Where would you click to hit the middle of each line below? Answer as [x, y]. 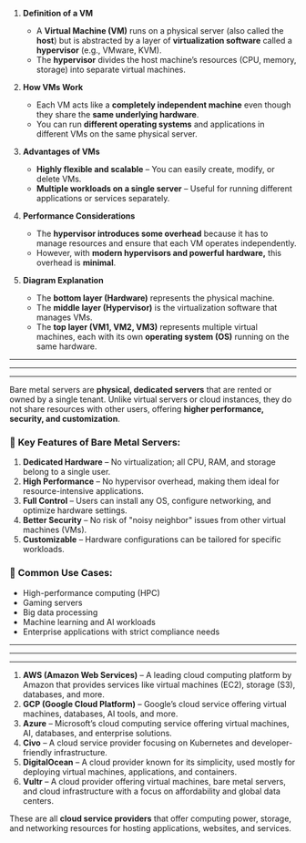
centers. [38, 800]
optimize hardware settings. [75, 510]
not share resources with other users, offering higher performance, [137, 409]
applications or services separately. [103, 198]
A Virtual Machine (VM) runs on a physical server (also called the [160, 31]
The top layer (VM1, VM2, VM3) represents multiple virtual [147, 327]
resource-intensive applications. [83, 491]
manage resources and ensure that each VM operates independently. [166, 243]
